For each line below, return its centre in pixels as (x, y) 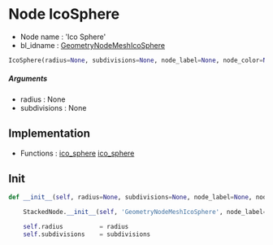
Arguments (28, 79)
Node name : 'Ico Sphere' (63, 37)
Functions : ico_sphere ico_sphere (77, 153)
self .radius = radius (76, 227)
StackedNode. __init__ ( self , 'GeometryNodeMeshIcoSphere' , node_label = (145, 212)
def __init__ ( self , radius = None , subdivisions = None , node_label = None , (130, 197)
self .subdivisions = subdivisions (87, 234)
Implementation (50, 134)
